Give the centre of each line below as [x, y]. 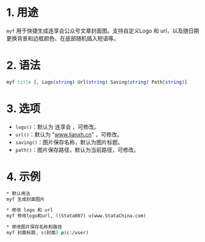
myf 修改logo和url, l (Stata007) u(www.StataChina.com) [76, 216]
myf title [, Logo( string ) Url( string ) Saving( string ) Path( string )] [97, 82]
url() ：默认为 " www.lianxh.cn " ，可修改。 [69, 134]
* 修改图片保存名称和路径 [34, 227]
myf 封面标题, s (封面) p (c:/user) [47, 233]
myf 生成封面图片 [25, 199]
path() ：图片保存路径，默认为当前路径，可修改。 [77, 149]
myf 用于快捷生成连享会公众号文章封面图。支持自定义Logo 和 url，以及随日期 [103, 31]
